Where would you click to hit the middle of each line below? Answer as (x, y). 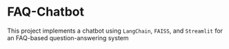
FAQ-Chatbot (46, 12)
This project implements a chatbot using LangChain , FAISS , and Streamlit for (115, 31)
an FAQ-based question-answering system (68, 37)
